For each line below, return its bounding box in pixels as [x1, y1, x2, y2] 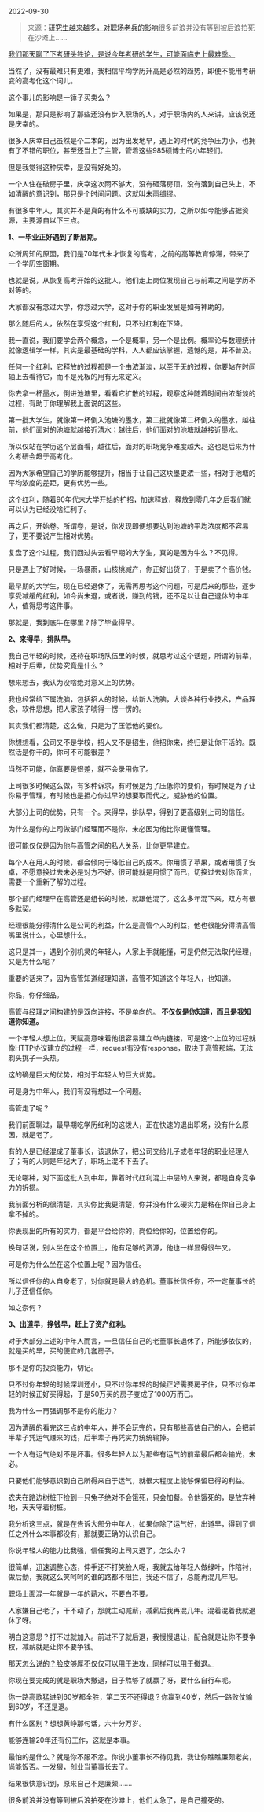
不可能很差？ [69, 747, 112, 757]
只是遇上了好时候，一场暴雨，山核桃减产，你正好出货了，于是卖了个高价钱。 [8, 565, 256, 573]
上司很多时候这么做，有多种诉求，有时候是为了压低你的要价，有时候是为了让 [8, 781, 256, 790]
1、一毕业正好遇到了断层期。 [8, 232, 101, 241]
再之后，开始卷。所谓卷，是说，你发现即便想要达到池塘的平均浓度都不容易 [8, 521, 249, 530]
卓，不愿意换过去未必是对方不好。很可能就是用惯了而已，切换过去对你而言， [8, 867, 256, 876]
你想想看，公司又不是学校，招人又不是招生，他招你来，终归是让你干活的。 [8, 738, 249, 746]
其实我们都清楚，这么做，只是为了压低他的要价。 [8, 721, 167, 730]
